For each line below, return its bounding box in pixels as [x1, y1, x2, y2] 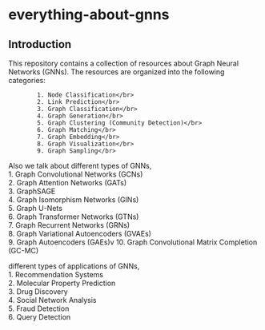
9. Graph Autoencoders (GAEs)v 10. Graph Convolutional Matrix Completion [8, 237, 258, 247]
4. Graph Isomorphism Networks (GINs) [8, 195, 139, 205]
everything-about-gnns [8, 6, 170, 24]
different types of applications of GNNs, [8, 261, 140, 271]
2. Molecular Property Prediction [8, 278, 116, 288]
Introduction [8, 38, 72, 51]
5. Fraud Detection [8, 304, 70, 313]
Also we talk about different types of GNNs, [8, 161, 152, 170]
